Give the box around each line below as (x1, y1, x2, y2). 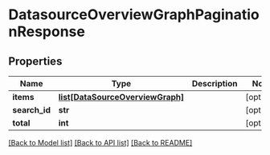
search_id (12, 105, 51, 115)
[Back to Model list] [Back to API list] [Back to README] (8, 138, 193, 147)
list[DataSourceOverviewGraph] (58, 92, 185, 102)
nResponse (8, 22, 86, 41)
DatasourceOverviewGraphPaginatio (8, 6, 260, 24)
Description (191, 78, 238, 89)
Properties (8, 54, 63, 68)
